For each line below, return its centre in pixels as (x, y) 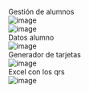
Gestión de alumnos (41, 12)
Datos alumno (31, 37)
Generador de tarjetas (45, 55)
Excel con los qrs (37, 72)
